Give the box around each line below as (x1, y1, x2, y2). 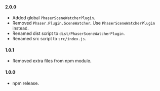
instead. (12, 25, 29, 31)
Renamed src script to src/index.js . (12, 36, 86, 42)
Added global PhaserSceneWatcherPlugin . (12, 15, 95, 21)
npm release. (12, 80, 40, 86)
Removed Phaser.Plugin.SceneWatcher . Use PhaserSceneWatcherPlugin (12, 20, 156, 26)
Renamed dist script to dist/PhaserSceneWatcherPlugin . (12, 30, 125, 36)
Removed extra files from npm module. (12, 58, 92, 64)
